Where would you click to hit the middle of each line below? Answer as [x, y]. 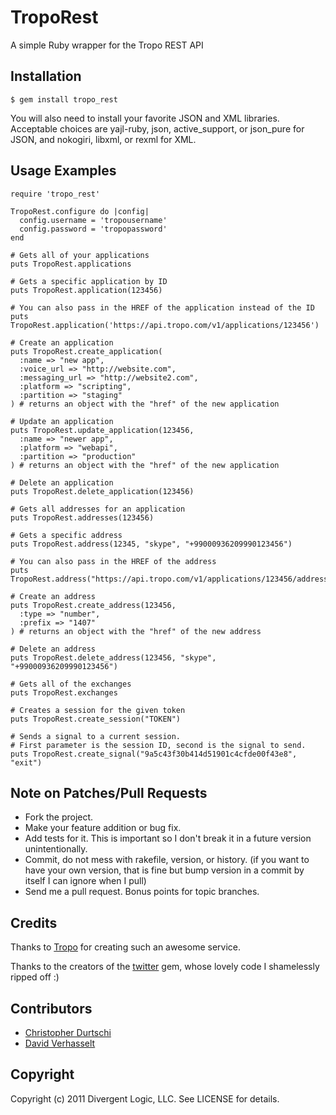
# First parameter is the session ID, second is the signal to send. [158, 745]
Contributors [51, 1008]
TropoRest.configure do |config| [80, 211]
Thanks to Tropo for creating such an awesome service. [125, 947]
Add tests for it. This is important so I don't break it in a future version [168, 838]
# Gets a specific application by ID [89, 281]
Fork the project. [59, 817]
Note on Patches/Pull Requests [109, 792]
